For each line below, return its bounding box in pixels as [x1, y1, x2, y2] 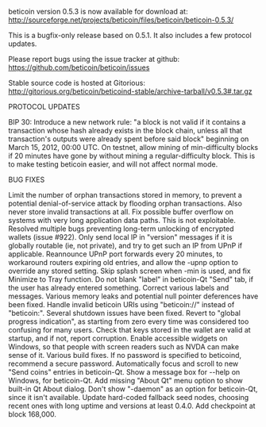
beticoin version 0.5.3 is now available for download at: [8, 7, 188, 16]
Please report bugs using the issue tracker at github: [8, 55, 180, 63]
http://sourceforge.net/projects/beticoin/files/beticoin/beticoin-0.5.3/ [8, 15, 234, 25]
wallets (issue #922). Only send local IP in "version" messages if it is [8, 233, 233, 241]
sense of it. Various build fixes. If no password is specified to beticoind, [8, 351, 242, 360]
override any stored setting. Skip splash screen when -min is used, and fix [8, 266, 252, 275]
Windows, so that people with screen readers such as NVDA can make [8, 342, 240, 352]
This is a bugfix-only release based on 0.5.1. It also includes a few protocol [8, 31, 252, 40]
